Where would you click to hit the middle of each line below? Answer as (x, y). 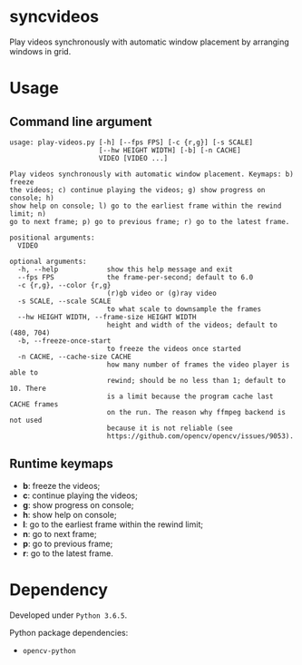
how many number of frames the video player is (198, 365)
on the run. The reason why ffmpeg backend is (196, 412)
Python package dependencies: (69, 632)
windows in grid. (40, 51)
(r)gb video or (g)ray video (162, 293)
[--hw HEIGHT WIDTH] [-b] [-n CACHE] (170, 150)
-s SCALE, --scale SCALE (64, 301)
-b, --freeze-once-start (64, 341)
